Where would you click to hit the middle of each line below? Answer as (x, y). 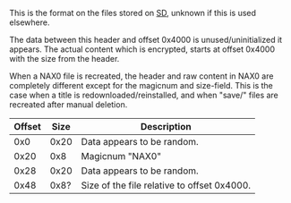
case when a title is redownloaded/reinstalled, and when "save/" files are (144, 95)
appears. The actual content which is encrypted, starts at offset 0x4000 (142, 49)
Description (166, 127)
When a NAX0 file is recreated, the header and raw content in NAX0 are (141, 76)
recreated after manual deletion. (68, 105)
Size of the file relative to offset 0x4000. (166, 185)
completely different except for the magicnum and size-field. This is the (141, 85)
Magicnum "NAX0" (121, 156)
